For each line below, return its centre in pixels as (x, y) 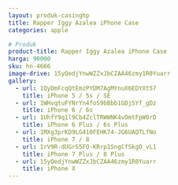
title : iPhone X (49, 169)
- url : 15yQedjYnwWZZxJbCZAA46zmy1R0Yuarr (86, 161)
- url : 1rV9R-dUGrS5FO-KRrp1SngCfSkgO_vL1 (86, 146)
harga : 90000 (30, 59)
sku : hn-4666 (30, 67)
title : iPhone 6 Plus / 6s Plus (75, 125)
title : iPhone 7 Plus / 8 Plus (74, 154)
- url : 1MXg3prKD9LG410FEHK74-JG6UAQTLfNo (86, 132)
